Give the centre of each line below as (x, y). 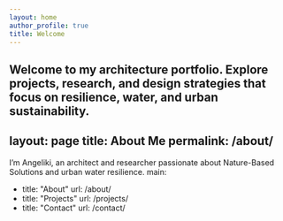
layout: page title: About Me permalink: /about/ (141, 141)
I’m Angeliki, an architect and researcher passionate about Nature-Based (142, 162)
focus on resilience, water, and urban (114, 97)
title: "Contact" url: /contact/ (73, 208)
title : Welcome (37, 34)
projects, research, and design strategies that (138, 84)
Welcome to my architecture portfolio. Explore (139, 69)
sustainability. (50, 111)
